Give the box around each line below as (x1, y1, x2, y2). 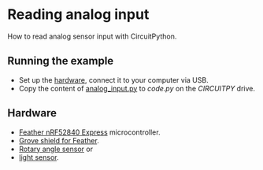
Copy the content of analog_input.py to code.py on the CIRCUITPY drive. (18, 83, 256, 93)
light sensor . (18, 152, 60, 162)
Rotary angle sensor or (18, 144, 94, 153)
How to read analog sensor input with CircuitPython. (7, 31, 177, 41)
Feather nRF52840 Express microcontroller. (18, 128, 161, 137)
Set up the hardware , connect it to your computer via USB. (18, 75, 209, 84)
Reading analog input (7, 6, 150, 24)
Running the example (7, 54, 114, 68)
